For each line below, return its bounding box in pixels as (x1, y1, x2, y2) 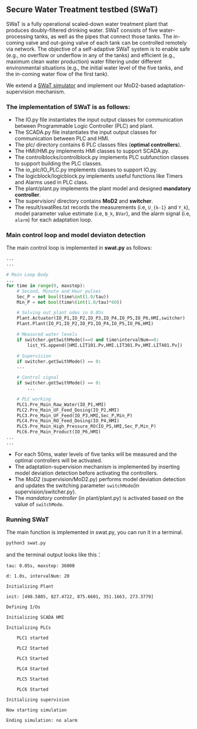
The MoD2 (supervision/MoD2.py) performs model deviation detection (14, 475, 186, 482)
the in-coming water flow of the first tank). (6, 70, 109, 77)
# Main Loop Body (6, 272, 49, 278)
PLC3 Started (16, 656, 49, 662)
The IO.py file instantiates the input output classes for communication (14, 116, 183, 123)
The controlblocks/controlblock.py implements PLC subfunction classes (14, 154, 189, 161)
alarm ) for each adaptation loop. (14, 216, 93, 223)
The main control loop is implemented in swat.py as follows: (6, 244, 152, 251)
